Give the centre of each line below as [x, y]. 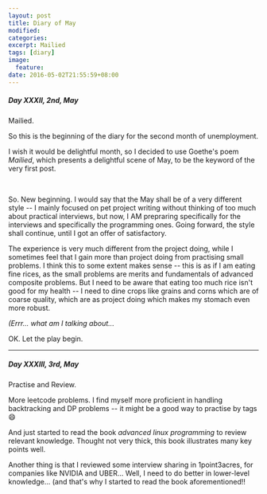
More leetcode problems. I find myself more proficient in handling [116, 400]
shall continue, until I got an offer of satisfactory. [87, 233]
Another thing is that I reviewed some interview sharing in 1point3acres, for [131, 465]
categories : [28, 38]
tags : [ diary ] [32, 53]
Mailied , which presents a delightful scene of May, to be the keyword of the [132, 159]
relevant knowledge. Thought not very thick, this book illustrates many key [130, 441]
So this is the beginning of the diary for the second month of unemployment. [133, 135]
